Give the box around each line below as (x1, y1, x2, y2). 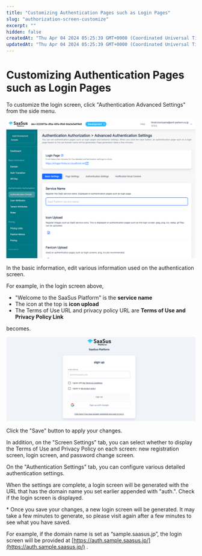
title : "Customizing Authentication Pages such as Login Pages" (6, 10, 171, 16)
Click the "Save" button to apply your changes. (6, 427, 123, 434)
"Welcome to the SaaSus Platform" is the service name (14, 294, 153, 301)
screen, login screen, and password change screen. (6, 452, 135, 459)
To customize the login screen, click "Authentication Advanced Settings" (6, 101, 186, 108)
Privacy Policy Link (14, 313, 64, 320)
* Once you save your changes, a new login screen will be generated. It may (6, 506, 195, 513)
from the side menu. (6, 107, 57, 115)
